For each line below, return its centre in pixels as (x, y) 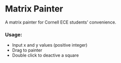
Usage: (14, 35)
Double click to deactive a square (45, 55)
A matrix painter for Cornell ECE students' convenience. (61, 22)
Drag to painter (27, 50)
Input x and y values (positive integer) (50, 45)
